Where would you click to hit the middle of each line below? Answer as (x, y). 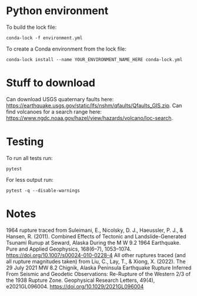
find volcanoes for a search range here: (54, 112)
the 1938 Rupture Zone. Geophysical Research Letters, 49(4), (81, 280)
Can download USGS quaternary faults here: (60, 99)
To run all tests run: (29, 158)
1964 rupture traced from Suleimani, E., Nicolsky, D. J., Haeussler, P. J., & (95, 230)
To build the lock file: (31, 27)
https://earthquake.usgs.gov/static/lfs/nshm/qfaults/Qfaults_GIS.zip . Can (94, 105)
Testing (25, 142)
